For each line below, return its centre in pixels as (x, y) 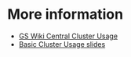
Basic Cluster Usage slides (62, 44)
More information (65, 14)
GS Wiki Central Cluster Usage (68, 36)
